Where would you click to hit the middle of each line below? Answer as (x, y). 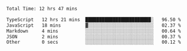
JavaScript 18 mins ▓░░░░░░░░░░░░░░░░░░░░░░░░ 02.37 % (94, 25)
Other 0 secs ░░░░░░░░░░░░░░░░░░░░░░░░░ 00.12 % (94, 42)
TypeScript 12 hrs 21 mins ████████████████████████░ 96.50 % (94, 19)
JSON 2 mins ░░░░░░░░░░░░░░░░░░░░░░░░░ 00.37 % (94, 36)
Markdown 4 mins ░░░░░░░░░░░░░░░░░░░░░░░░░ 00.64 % (94, 31)
